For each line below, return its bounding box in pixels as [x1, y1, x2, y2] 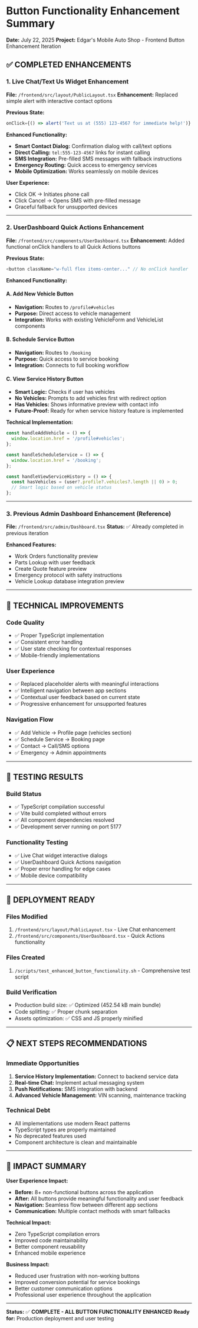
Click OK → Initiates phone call [14, 191, 90, 198]
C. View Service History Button [6, 375, 84, 382]
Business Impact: [6, 1261, 50, 1268]
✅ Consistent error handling [14, 638, 82, 646]
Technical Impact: [6, 1218, 51, 1226]
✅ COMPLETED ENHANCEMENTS [6, 60, 131, 70]
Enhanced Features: [6, 541, 57, 548]
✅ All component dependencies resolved [14, 816, 115, 824]
